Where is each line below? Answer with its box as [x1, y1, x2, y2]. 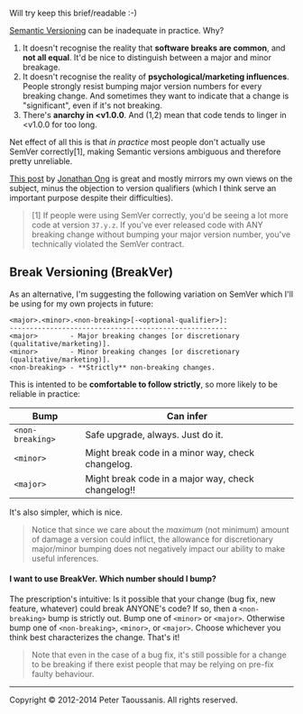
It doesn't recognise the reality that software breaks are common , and [22, 42, 286, 53]
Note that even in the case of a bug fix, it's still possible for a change [31, 649, 287, 661]
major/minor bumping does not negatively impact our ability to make [31, 543, 286, 554]
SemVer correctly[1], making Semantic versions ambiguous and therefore [9, 146, 281, 157]
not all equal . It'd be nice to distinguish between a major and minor [22, 52, 272, 62]
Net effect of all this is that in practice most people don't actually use [9, 137, 266, 147]
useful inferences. [31, 553, 99, 563]
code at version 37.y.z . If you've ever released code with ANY [31, 220, 263, 230]
